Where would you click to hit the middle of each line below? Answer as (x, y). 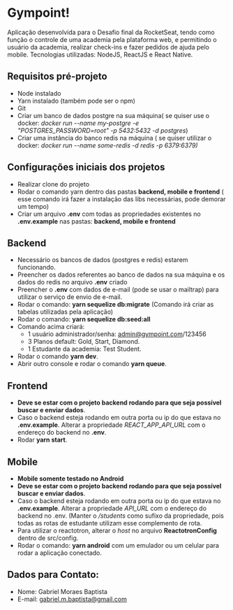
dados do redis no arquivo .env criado (72, 282)
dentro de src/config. (48, 538)
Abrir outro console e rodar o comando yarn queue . (92, 364)
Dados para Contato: (53, 575)
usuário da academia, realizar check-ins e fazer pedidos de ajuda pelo (108, 47)
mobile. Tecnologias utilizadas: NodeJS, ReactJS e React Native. (100, 55)
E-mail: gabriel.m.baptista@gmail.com (72, 599)
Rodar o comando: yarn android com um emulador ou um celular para (118, 545)
